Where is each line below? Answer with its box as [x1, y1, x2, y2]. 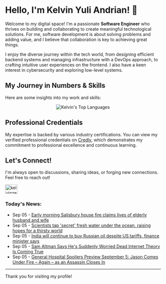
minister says [12, 238, 40, 244]
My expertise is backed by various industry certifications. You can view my [5, 131, 158, 137]
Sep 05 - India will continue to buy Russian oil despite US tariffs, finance [12, 233, 160, 239]
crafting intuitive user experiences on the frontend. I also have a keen [5, 62, 147, 68]
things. [5, 41, 19, 47]
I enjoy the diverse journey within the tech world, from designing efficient [5, 51, 154, 57]
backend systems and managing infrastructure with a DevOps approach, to [5, 56, 158, 62]
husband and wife [12, 217, 49, 223]
